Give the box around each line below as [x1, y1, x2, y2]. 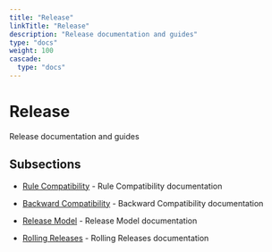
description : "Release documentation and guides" [9, 29, 199, 38]
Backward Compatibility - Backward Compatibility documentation [21, 197, 264, 208]
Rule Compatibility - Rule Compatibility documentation [21, 181, 223, 191]
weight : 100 [9, 46, 54, 55]
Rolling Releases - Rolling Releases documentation [21, 232, 209, 243]
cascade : [9, 55, 42, 63]
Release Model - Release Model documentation [21, 215, 198, 226]
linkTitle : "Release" [9, 21, 90, 30]
